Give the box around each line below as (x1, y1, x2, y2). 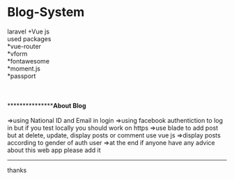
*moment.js (7, 64, 40, 73)
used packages (7, 34, 52, 43)
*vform (7, 50, 28, 58)
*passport (7, 71, 36, 80)
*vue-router (7, 42, 42, 50)
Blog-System (7, 4, 85, 20)
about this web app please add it (7, 146, 101, 154)
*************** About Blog (7, 101, 86, 110)
